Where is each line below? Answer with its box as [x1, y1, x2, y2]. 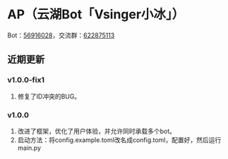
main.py [17, 144, 41, 152]
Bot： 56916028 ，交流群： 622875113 [7, 31, 115, 39]
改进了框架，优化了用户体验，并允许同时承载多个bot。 [17, 127, 176, 135]
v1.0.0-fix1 [7, 75, 44, 85]
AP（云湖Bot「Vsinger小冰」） [7, 6, 185, 23]
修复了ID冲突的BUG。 [17, 92, 81, 101]
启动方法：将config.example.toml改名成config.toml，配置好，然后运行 [17, 135, 222, 144]
